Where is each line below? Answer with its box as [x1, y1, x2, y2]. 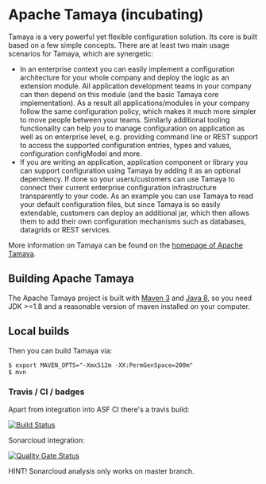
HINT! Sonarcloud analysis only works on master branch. [8, 466, 195, 475]
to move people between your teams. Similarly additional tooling [19, 115, 230, 124]
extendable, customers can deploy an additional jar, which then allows [19, 208, 250, 217]
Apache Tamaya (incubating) [8, 6, 204, 24]
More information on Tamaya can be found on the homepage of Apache [8, 240, 244, 250]
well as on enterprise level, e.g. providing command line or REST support [19, 131, 258, 141]
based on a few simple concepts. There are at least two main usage [8, 40, 230, 49]
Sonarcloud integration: [8, 435, 85, 445]
